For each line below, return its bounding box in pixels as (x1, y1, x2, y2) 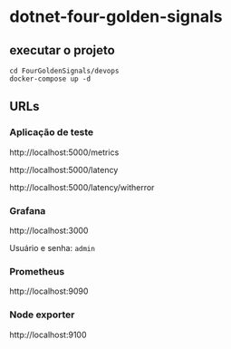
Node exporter (9, 308, 75, 321)
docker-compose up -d (9, 74, 91, 83)
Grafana (9, 204, 46, 217)
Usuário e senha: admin (9, 242, 95, 253)
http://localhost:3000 (9, 225, 89, 236)
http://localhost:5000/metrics (9, 147, 120, 158)
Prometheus (9, 265, 65, 277)
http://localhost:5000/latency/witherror (9, 181, 155, 192)
